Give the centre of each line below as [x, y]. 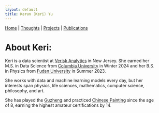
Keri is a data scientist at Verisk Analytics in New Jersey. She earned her [77, 61]
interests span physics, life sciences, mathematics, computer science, [75, 86]
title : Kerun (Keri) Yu [29, 14]
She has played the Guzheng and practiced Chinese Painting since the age [79, 100]
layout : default [21, 9]
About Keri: [29, 47]
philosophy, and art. [25, 91]
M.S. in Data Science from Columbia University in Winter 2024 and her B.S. [80, 66]
